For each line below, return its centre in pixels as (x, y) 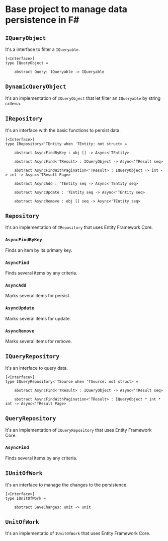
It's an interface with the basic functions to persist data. (63, 130)
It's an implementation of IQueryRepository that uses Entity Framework (78, 430)
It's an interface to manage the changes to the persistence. (66, 485)
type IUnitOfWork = (26, 498)
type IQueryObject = (27, 63)
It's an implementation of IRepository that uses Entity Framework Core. (79, 227)
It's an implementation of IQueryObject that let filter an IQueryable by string (83, 98)
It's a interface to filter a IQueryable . (43, 49)
